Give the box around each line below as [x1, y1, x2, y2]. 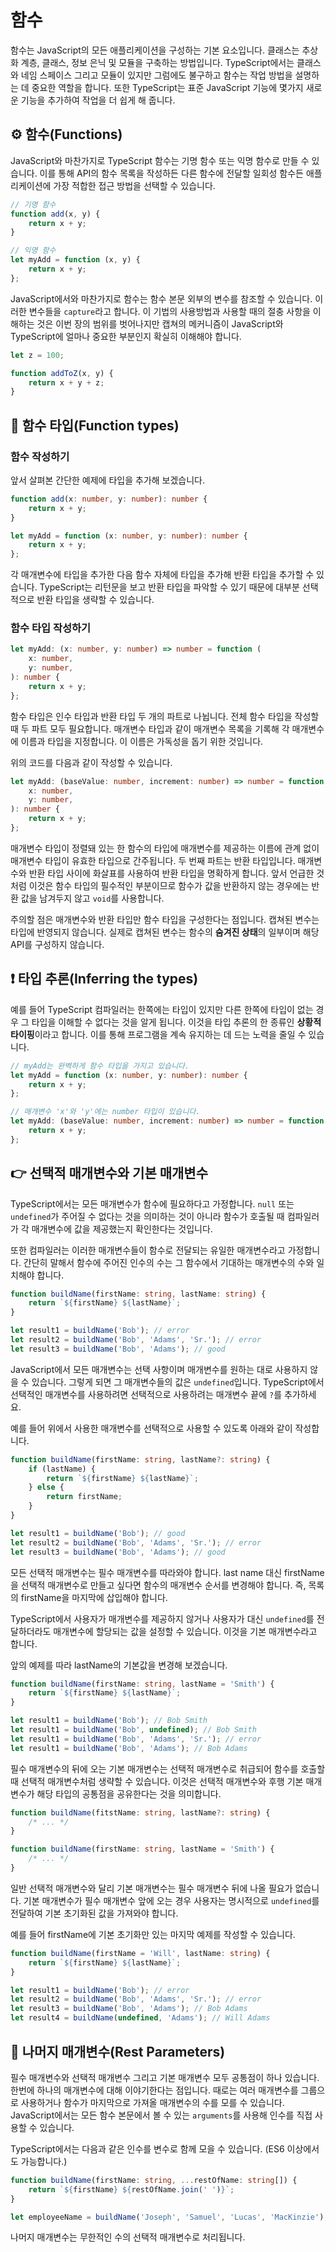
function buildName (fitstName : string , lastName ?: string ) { [10, 1807, 271, 1818]
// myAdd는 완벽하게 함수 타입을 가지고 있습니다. [10, 1061, 190, 1071]
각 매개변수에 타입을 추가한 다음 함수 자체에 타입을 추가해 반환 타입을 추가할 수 [10, 569, 315, 581]
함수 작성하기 [10, 449, 70, 463]
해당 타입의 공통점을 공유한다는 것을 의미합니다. [36, 1787, 222, 1800]
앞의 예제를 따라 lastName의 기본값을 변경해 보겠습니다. [10, 1659, 228, 1671]
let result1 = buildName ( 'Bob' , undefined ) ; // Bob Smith [10, 1725, 257, 1735]
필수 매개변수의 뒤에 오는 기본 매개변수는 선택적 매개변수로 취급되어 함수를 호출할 [10, 1762, 326, 1775]
